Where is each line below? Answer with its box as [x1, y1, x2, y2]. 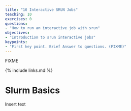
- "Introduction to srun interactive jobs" [5, 35, 96, 40]
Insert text [5, 101, 26, 107]
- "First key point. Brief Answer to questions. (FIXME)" [5, 44, 127, 49]
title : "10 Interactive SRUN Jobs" [5, 7, 78, 12]
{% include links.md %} [5, 67, 53, 73]
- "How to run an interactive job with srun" [5, 26, 100, 31]
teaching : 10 [5, 12, 32, 17]
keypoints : [5, 40, 28, 45]
